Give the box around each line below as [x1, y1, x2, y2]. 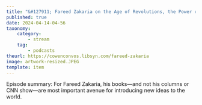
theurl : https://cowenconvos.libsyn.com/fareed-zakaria [6, 53, 149, 59]
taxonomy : [6, 25, 31, 32]
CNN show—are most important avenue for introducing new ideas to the [6, 87, 185, 94]
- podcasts [28, 48, 55, 54]
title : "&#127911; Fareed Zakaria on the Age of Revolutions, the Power [6, 8, 192, 15]
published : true [6, 14, 47, 20]
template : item [6, 64, 44, 70]
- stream [28, 36, 50, 42]
